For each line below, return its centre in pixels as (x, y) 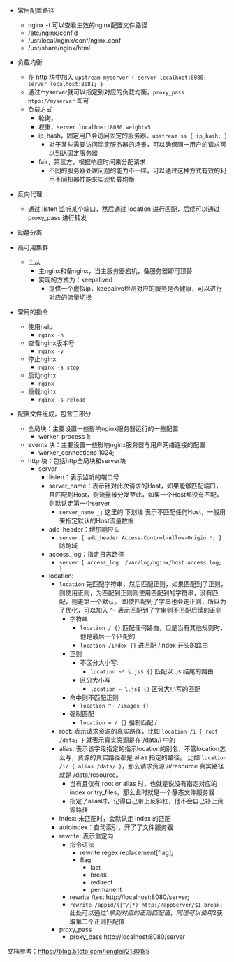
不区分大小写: (99, 663)
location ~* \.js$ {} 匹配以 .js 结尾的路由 (152, 671)
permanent (106, 890)
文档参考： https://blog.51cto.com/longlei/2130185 (79, 951)
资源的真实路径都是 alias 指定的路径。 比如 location (152, 757)
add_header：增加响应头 (84, 529)
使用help (40, 327)
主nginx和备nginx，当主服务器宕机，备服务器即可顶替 (115, 271)
